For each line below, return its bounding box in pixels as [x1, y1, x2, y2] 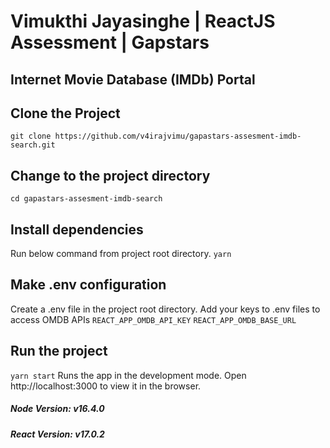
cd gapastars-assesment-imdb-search [10, 194, 163, 204]
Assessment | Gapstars [10, 31, 210, 54]
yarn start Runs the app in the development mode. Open [10, 369, 247, 381]
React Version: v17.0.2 [10, 428, 105, 440]
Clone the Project [10, 105, 121, 122]
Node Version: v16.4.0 [10, 403, 105, 415]
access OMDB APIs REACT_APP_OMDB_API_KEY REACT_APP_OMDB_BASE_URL [10, 313, 297, 325]
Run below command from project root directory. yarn [10, 248, 232, 260]
